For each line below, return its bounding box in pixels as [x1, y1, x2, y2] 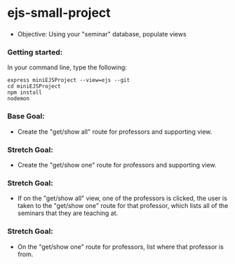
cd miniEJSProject [7, 83, 61, 90]
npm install [7, 89, 42, 96]
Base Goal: [7, 111, 45, 121]
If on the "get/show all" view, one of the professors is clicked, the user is [17, 194, 228, 202]
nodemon [7, 95, 30, 102]
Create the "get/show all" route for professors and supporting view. [17, 127, 213, 136]
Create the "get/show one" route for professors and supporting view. [17, 161, 217, 169]
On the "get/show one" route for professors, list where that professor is [17, 242, 224, 251]
